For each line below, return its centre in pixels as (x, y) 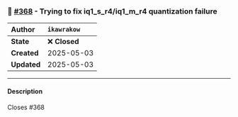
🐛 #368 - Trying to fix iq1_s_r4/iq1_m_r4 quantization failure (112, 11)
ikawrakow (64, 30)
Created (25, 53)
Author (23, 30)
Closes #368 (26, 107)
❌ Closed (63, 42)
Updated (26, 65)
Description (25, 91)
